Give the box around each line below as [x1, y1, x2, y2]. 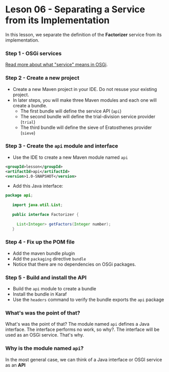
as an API [5, 362, 26, 368]
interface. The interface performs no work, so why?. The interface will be [5, 326, 160, 332]
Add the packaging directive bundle [12, 255, 86, 262]
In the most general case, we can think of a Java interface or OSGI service [5, 356, 162, 363]
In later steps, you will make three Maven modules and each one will [12, 97, 157, 103]
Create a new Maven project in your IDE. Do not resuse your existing [12, 86, 157, 92]
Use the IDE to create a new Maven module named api [12, 154, 128, 160]
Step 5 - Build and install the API [5, 274, 87, 281]
